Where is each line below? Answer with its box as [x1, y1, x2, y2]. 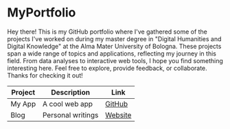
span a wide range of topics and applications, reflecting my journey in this [7, 49, 216, 58]
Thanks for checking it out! [7, 71, 84, 80]
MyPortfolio [7, 5, 76, 21]
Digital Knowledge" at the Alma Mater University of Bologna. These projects [7, 42, 222, 50]
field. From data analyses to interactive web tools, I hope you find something [7, 56, 223, 64]
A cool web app [42, 99, 93, 108]
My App [10, 99, 36, 108]
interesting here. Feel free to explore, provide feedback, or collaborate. [7, 64, 207, 72]
